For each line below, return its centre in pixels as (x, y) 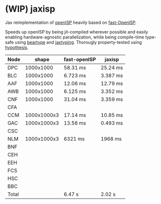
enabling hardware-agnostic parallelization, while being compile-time (75, 37)
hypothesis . (17, 47)
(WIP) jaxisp (30, 9)
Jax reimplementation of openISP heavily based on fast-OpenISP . (71, 22)
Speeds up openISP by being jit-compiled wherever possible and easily (77, 32)
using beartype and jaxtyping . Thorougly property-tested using (79, 42)
